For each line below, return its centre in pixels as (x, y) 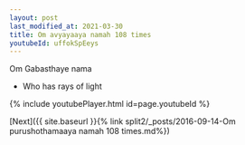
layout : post (34, 18)
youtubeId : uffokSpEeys (54, 43)
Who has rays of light (62, 86)
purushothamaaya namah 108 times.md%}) (90, 131)
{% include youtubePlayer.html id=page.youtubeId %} (110, 104)
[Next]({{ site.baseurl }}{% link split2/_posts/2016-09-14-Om (123, 121)
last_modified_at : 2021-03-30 (66, 26)
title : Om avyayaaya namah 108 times (80, 34)
